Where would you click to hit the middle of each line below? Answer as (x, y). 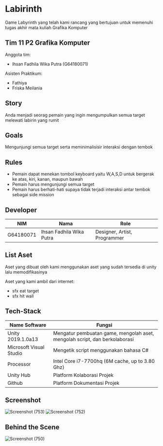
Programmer (110, 238)
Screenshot (23, 400)
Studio (15, 353)
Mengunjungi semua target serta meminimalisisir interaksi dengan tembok (79, 147)
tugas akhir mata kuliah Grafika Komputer (47, 27)
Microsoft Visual (26, 347)
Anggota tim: (18, 54)
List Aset (19, 255)
